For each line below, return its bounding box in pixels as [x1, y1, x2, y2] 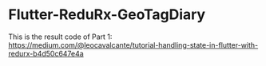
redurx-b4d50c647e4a [8, 49, 84, 58]
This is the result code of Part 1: [8, 32, 113, 41]
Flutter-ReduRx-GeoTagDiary [8, 6, 206, 24]
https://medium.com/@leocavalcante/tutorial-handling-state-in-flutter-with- [8, 40, 259, 49]
